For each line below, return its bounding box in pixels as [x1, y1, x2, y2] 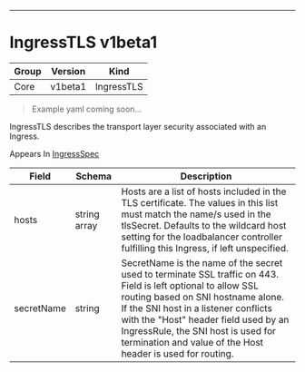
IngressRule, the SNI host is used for [121, 324, 277, 337]
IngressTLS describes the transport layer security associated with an [9, 121, 267, 132]
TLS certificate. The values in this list [121, 196, 279, 209]
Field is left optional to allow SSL [121, 279, 259, 291]
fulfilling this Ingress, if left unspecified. [121, 241, 289, 254]
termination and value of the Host [121, 336, 264, 348]
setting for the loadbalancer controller [121, 230, 283, 243]
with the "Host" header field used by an [121, 313, 290, 326]
